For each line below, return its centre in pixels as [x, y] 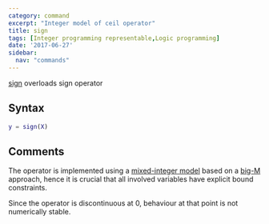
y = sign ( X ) [28, 126]
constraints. [28, 188]
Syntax [26, 108]
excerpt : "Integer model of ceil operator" [82, 23]
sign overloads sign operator [56, 83]
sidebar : [23, 53]
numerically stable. [40, 212]
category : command [39, 16]
